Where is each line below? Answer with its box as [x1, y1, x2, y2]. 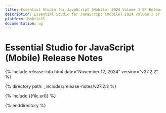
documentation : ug [5, 21, 43, 26]
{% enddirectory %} [5, 103, 46, 109]
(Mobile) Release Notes [5, 53, 103, 64]
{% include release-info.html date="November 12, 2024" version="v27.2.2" [5, 69, 159, 75]
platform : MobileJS [5, 16, 45, 21]
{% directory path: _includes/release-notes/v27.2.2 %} [5, 84, 117, 89]
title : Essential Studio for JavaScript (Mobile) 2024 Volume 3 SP [5, 7, 147, 12]
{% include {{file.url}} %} [5, 93, 56, 99]
